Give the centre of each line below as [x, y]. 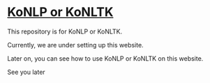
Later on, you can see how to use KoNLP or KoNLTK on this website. [105, 58]
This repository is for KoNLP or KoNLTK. [65, 31]
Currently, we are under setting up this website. [76, 45]
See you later [26, 72]
